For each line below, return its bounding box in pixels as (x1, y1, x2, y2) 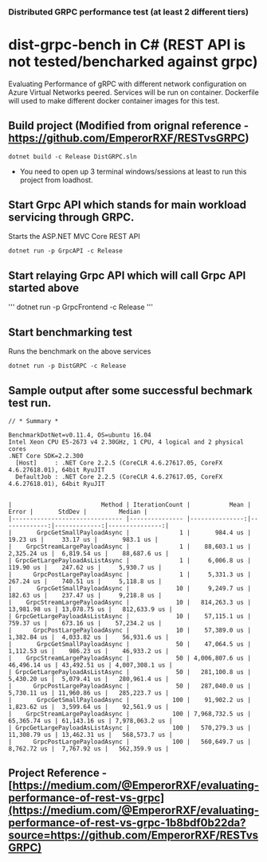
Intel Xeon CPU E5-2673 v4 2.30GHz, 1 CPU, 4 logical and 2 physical (8, 437, 245, 446)
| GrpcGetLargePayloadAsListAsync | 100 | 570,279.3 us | (8, 723, 251, 731)
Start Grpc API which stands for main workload (8, 198, 247, 212)
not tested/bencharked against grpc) (8, 53, 258, 71)
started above (8, 281, 80, 295)
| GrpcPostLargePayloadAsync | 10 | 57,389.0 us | (8, 626, 251, 634)
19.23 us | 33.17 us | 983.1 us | (8, 535, 159, 543)
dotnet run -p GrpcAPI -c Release (8, 247, 124, 255)
